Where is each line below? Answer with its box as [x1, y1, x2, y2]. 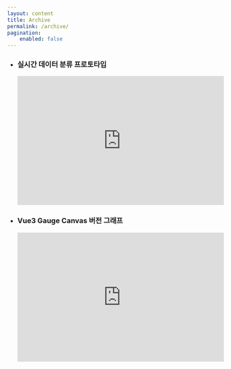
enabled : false [19, 36, 63, 43]
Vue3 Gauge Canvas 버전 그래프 [16, 216, 124, 226]
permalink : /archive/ [7, 23, 69, 30]
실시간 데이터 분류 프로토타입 [16, 60, 107, 70]
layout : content [7, 10, 54, 17]
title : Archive [7, 17, 51, 23]
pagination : [7, 29, 41, 36]
